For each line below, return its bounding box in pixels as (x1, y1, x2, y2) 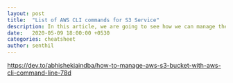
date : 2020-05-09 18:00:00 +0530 (7, 29, 110, 37)
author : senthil (7, 42, 54, 49)
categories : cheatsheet (7, 36, 76, 43)
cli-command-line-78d (7, 68, 71, 77)
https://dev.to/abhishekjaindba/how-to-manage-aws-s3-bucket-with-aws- (7, 62, 221, 69)
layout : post (7, 10, 45, 17)
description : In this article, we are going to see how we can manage (7, 23, 216, 30)
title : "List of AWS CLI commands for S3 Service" (7, 17, 159, 24)
